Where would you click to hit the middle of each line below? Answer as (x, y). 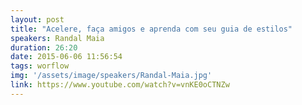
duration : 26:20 (44, 47)
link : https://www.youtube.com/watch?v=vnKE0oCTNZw (120, 85)
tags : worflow (40, 66)
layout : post (37, 19)
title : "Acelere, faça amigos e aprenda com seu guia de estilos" (151, 29)
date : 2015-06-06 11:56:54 (66, 57)
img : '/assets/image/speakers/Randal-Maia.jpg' (111, 76)
